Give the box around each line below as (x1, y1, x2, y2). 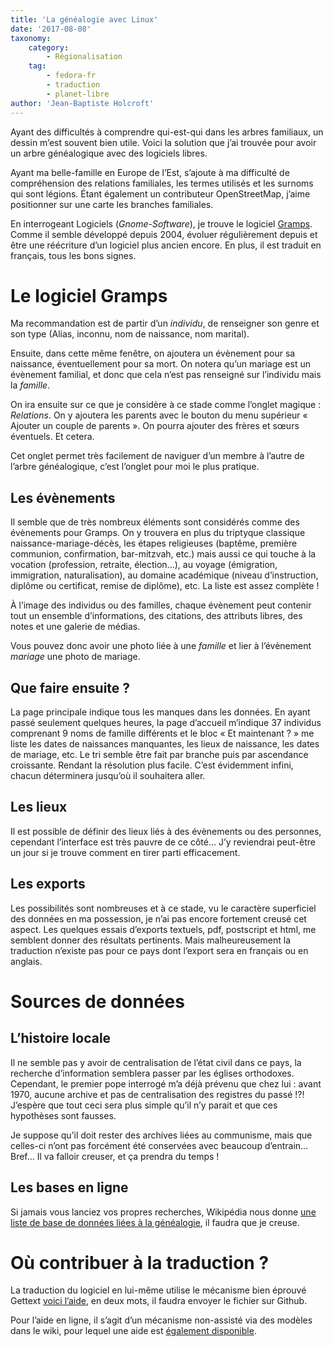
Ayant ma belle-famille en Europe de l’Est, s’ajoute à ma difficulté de (10, 166, 290, 178)
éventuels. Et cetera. (10, 431, 95, 443)
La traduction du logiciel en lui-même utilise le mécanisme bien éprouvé (10, 1284, 307, 1296)
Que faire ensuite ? (10, 679, 131, 696)
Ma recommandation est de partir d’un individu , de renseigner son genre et (10, 317, 320, 330)
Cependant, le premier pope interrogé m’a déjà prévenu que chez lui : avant (10, 1077, 322, 1090)
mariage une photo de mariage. (10, 651, 141, 663)
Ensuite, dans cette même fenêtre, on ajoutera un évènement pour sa (10, 347, 296, 360)
